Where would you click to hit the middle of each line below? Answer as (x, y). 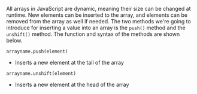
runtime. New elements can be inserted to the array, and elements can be (97, 15)
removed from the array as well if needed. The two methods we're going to (99, 21)
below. (14, 40)
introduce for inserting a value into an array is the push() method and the (96, 28)
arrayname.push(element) (37, 51)
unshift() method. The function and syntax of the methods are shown (93, 34)
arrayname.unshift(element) (41, 74)
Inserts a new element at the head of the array (72, 84)
